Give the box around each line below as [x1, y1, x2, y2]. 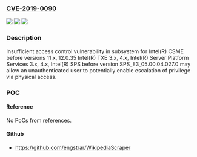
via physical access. [6, 73, 57, 80]
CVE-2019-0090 [6, 4, 56, 13]
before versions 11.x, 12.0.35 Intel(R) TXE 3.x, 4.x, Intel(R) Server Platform [6, 54, 189, 61]
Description [6, 34, 42, 42]
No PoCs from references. [6, 117, 72, 124]
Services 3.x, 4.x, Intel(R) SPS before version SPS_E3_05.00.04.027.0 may [6, 60, 191, 68]
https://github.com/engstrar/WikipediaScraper [15, 144, 131, 151]
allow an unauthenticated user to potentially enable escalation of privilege [6, 66, 191, 74]
